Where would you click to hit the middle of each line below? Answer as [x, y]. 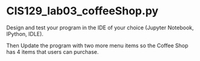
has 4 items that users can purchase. [52, 51]
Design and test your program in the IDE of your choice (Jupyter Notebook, [100, 28]
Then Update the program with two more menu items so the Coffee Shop [97, 45]
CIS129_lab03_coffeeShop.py [82, 11]
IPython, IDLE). [25, 33]
